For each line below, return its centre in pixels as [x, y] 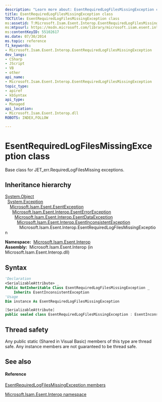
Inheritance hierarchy [38, 185]
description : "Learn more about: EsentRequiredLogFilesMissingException [80, 9]
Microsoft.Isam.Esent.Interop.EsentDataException [64, 217]
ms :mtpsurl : [17, 28]
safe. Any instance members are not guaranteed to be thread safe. [71, 346]
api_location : [19, 109]
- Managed [15, 104]
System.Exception [25, 202]
